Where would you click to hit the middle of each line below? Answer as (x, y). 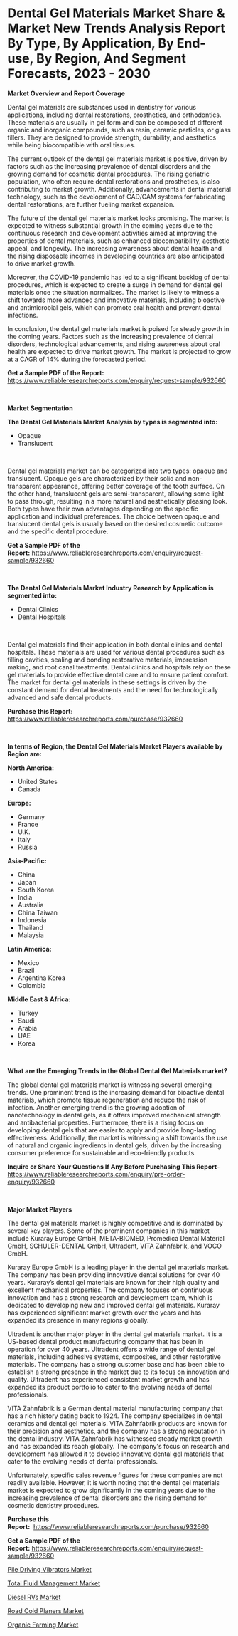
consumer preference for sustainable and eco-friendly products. (102, 1152)
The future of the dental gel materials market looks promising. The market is (119, 218)
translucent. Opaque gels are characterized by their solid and (97, 478)
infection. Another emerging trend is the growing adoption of (96, 1107)
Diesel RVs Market (34, 1597)
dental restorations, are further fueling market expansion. (91, 204)
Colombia (32, 985)
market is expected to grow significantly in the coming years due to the (111, 1490)
